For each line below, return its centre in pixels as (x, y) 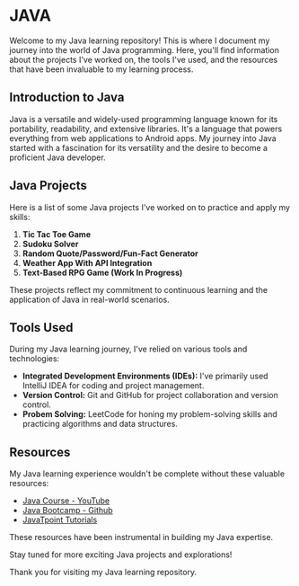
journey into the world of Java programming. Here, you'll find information (145, 49)
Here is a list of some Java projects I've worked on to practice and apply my (149, 207)
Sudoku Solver (50, 244)
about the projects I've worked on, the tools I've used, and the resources (144, 59)
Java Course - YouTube (66, 501)
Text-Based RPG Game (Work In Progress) (102, 272)
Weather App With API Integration (87, 262)
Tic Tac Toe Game (57, 234)
